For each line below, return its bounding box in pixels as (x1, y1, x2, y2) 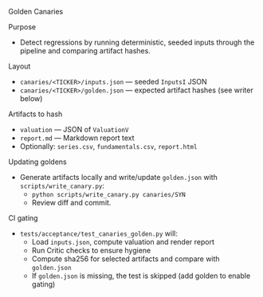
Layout (8, 61, 31, 71)
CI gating (8, 213, 38, 222)
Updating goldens (8, 157, 67, 166)
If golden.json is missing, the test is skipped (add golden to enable (31, 271, 251, 280)
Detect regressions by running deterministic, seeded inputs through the (19, 37, 255, 47)
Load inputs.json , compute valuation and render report (31, 237, 215, 246)
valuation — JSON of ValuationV (19, 125, 129, 134)
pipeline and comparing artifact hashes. (19, 46, 151, 55)
